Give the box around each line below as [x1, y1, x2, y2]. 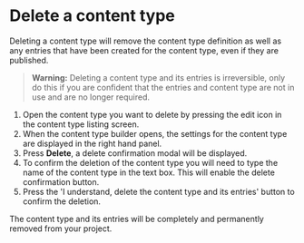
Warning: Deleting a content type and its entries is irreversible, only [31, 72, 286, 83]
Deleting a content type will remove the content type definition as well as [9, 35, 282, 46]
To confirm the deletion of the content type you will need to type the [22, 157, 279, 168]
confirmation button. [22, 176, 100, 187]
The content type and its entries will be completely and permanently [9, 213, 265, 224]
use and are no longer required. [31, 92, 151, 102]
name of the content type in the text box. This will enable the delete [22, 167, 275, 178]
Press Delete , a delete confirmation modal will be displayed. [22, 147, 248, 159]
